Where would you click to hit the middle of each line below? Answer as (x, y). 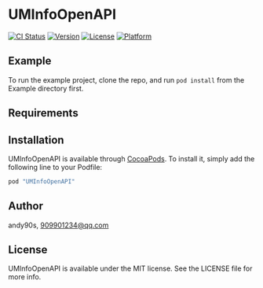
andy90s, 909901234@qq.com (58, 225)
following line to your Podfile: (55, 167)
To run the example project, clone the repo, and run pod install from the (126, 79)
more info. (25, 277)
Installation (36, 140)
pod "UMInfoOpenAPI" (42, 181)
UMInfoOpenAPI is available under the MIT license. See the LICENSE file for (130, 268)
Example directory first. (46, 88)
